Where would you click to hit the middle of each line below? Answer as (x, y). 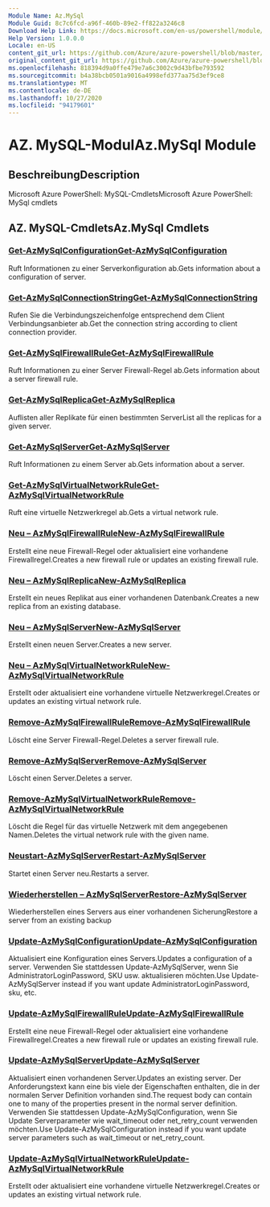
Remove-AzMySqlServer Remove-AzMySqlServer (108, 760)
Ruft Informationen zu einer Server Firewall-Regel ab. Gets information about (134, 370)
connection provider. (43, 332)
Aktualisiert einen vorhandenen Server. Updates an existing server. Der (125, 1078)
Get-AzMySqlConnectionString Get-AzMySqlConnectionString (133, 297)
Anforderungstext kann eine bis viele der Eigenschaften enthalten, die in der (134, 1086)
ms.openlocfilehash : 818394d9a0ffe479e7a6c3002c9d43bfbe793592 (117, 68)
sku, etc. (22, 992)
